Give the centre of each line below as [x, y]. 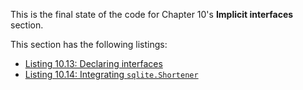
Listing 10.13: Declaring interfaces [93, 63]
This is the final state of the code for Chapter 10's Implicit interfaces [152, 14]
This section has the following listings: [89, 44]
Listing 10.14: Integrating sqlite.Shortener [111, 74]
